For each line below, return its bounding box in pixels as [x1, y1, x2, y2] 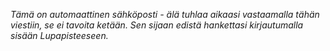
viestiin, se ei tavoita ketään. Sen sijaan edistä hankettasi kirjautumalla [10, 19, 304, 31]
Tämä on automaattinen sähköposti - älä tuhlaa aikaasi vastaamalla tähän [10, 9, 320, 20]
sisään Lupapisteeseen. [10, 30, 109, 41]
